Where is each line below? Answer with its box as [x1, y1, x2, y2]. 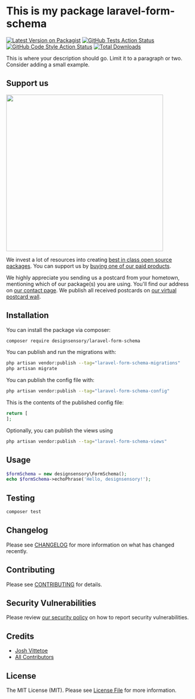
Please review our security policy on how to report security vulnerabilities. [6, 614, 189, 621]
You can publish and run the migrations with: [6, 349, 117, 356]
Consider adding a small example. [6, 61, 90, 68]
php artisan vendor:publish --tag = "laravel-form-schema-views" [6, 438, 167, 444]
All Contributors [14, 654, 54, 661]
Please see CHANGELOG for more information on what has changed [6, 541, 175, 548]
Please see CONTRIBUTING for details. [6, 581, 103, 588]
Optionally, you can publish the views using [6, 426, 113, 434]
